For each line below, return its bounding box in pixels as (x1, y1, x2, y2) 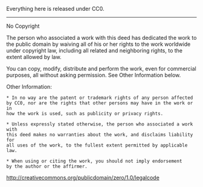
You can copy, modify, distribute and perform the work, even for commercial (6, 65, 196, 72)
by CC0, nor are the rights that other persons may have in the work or (6, 100, 193, 106)
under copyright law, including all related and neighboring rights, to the (6, 47, 183, 54)
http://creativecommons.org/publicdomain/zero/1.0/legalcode (6, 174, 160, 181)
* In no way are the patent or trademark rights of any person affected (6, 95, 193, 101)
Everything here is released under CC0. (6, 5, 105, 12)
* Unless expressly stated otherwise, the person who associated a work (6, 121, 193, 127)
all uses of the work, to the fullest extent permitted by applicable (6, 142, 188, 148)
